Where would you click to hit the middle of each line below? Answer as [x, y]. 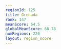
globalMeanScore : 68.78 [31, 29]
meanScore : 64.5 [23, 24]
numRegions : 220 [23, 34]
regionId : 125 [21, 10]
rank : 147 [16, 19]
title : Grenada [22, 15]
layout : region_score [28, 39]
